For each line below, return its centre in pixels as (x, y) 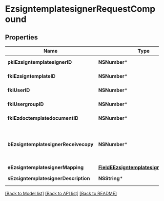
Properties (21, 37)
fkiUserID (19, 90)
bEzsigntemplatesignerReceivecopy (51, 144)
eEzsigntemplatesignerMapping (46, 167)
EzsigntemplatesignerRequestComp (80, 9)
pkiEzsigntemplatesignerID (40, 62)
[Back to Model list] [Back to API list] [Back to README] (61, 193)
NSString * (111, 178)
